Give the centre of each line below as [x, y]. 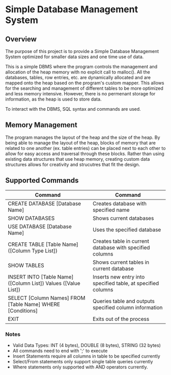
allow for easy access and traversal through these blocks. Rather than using [85, 154]
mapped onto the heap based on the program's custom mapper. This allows [85, 83]
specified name [111, 210]
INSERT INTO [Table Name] [41, 277]
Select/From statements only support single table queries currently [83, 361]
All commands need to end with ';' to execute [60, 351]
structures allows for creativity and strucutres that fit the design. [73, 164]
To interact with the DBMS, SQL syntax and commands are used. [73, 109]
